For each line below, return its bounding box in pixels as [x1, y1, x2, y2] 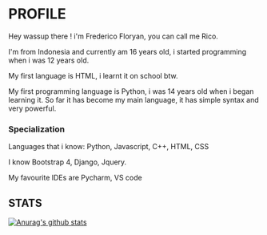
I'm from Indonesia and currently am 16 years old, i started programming [8, 47, 247, 56]
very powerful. [8, 103, 57, 113]
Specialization [8, 124, 66, 135]
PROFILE [8, 5, 66, 23]
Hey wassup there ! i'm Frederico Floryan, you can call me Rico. [8, 31, 218, 41]
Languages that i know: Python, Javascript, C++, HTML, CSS [8, 142, 209, 152]
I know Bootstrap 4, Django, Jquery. [8, 157, 127, 167]
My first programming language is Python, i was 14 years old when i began [8, 86, 254, 96]
